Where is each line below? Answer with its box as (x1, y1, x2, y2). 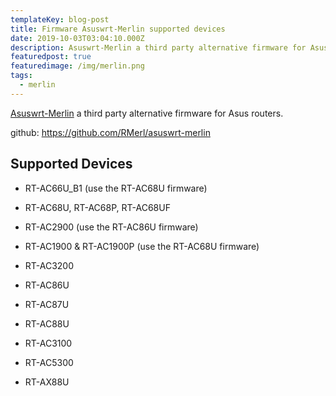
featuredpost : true (10, 52, 92, 62)
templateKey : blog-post (10, 14, 110, 25)
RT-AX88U (24, 376, 70, 388)
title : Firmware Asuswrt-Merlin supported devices (10, 24, 226, 34)
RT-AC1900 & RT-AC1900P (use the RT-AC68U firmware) (24, 240, 260, 252)
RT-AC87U (24, 298, 70, 310)
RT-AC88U (24, 317, 70, 330)
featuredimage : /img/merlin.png (10, 61, 145, 71)
